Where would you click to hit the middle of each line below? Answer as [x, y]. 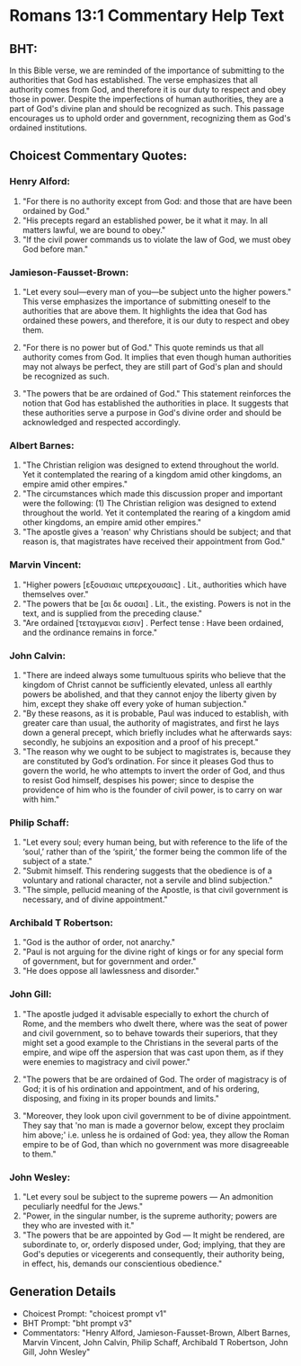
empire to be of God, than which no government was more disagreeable [155, 1144]
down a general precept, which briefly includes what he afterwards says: [157, 732]
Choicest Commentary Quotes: [98, 156]
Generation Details [63, 1292]
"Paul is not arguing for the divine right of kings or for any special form [153, 952]
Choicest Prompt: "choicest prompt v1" [94, 1313]
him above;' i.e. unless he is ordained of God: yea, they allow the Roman [155, 1135]
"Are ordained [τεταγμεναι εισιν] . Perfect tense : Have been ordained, [153, 622]
